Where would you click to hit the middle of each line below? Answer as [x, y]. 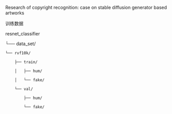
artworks [15, 13]
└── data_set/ [21, 44]
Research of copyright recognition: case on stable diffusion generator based [86, 7]
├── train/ [26, 62]
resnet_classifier [23, 34]
